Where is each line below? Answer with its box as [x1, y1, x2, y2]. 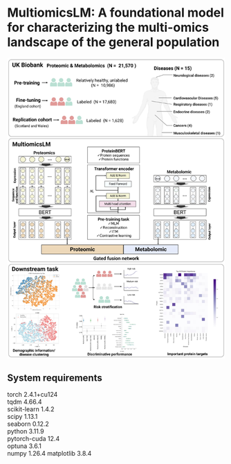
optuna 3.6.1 [7, 442, 41, 450]
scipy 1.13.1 [7, 413, 38, 421]
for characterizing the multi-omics [7, 19, 210, 35]
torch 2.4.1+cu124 [7, 390, 58, 399]
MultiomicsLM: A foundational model [7, 5, 225, 21]
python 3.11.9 [7, 427, 44, 436]
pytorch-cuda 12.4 [7, 435, 60, 443]
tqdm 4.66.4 [7, 397, 43, 406]
